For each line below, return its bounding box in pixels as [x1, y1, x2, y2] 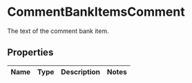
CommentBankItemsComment [7, 4, 185, 20]
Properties [7, 47, 54, 58]
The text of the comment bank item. [7, 27, 109, 35]
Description [61, 67, 100, 76]
